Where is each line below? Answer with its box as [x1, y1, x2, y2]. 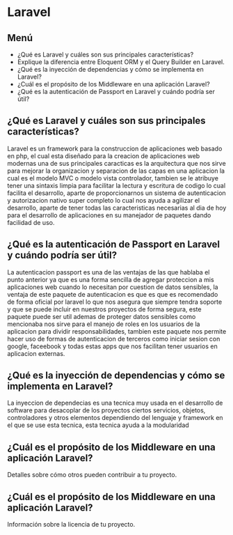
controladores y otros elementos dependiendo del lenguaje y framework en [7, 414, 224, 422]
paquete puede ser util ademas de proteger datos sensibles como [7, 312, 196, 320]
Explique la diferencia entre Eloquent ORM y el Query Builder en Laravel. [17, 58, 225, 66]
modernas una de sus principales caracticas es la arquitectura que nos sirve [7, 159, 226, 167]
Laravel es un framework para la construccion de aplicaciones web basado [7, 144, 223, 153]
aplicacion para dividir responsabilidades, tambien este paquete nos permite [7, 327, 227, 335]
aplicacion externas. [7, 349, 65, 357]
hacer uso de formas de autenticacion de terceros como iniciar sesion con [7, 334, 220, 343]
